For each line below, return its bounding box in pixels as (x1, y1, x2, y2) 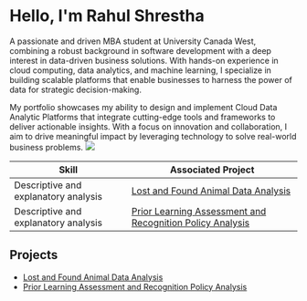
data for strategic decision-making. (9, 84, 142, 95)
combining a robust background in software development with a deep (9, 45, 272, 56)
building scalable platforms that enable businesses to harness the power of (9, 74, 292, 85)
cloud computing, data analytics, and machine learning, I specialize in (9, 65, 272, 76)
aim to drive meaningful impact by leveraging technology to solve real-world (9, 130, 297, 141)
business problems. (9, 141, 84, 152)
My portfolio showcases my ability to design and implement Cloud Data (9, 101, 278, 112)
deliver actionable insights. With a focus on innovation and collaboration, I (9, 120, 288, 132)
